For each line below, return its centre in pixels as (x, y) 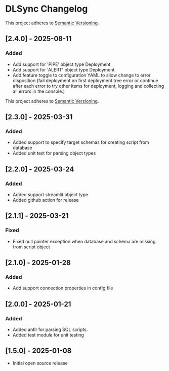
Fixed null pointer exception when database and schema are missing (84, 241)
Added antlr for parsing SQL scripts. (50, 329)
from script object (31, 247)
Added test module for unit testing (48, 335)
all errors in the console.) (38, 91)
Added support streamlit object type (50, 195)
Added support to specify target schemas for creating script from (81, 142)
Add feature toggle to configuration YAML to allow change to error (81, 75)
